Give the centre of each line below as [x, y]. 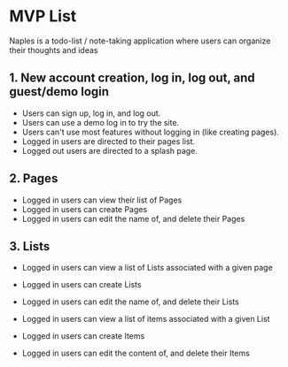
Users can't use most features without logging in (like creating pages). [150, 132]
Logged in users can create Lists [82, 285]
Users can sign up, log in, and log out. [91, 113]
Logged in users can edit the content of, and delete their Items [136, 353]
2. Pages [34, 179]
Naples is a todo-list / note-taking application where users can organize [140, 41]
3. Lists [30, 246]
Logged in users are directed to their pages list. [109, 141]
